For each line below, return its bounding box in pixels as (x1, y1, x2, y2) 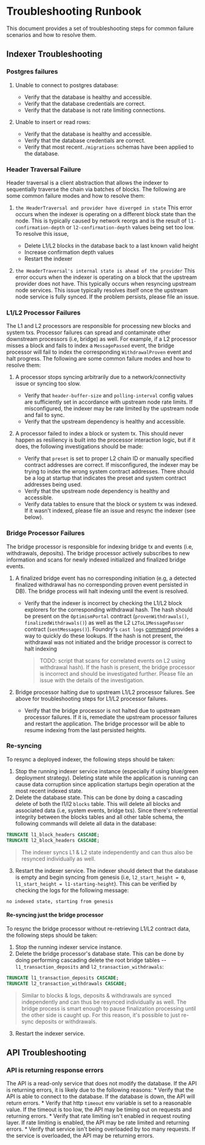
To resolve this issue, (15, 230, 69, 237)
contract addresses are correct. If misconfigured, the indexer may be (24, 461, 199, 469)
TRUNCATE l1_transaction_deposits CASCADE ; (6, 975, 119, 981)
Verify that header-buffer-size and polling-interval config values (24, 392, 194, 399)
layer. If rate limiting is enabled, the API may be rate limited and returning (6, 1119, 190, 1127)
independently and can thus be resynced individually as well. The (21, 998, 187, 1006)
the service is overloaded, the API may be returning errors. (6, 1132, 154, 1139)
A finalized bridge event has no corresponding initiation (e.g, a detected (15, 574, 197, 582)
